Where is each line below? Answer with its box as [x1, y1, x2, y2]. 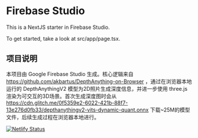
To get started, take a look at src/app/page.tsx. [6, 35, 121, 42]
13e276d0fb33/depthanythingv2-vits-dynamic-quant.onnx [6, 106, 149, 113]
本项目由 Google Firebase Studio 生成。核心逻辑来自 [6, 70, 134, 77]
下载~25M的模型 [150, 106, 190, 113]
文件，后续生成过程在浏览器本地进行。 [6, 113, 99, 120]
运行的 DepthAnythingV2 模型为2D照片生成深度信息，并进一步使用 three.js [6, 85, 188, 92]
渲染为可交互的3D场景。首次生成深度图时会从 [6, 93, 117, 100]
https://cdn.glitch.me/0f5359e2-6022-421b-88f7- [6, 99, 128, 106]
